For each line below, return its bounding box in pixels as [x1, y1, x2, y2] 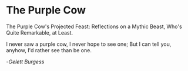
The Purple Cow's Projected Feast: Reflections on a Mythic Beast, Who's [6, 23, 182, 30]
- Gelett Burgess [6, 58, 45, 65]
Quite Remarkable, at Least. [6, 29, 73, 36]
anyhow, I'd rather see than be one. [6, 46, 92, 53]
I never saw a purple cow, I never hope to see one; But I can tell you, [6, 40, 172, 48]
